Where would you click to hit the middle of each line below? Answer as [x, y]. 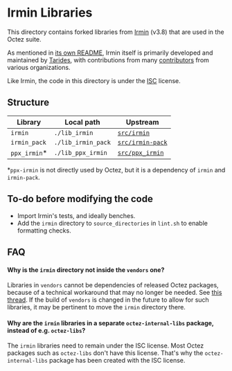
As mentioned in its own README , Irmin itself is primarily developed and [110, 53]
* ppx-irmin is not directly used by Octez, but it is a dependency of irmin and [116, 170]
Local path [82, 122]
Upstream [142, 122]
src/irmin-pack [142, 142]
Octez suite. [24, 39]
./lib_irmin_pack [82, 142]
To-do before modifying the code [80, 199]
